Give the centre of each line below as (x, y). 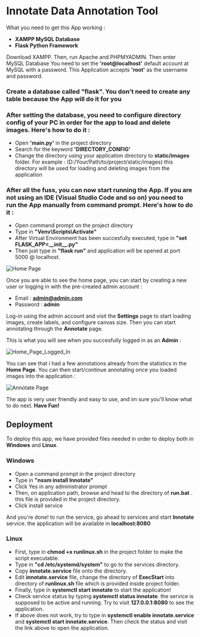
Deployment (30, 424)
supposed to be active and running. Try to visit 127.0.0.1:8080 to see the (104, 602)
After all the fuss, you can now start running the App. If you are (99, 190)
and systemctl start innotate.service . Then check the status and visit (101, 621)
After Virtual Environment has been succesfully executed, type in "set (101, 238)
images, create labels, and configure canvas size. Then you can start (91, 322)
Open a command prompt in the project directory (75, 473)
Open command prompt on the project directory (74, 226)
